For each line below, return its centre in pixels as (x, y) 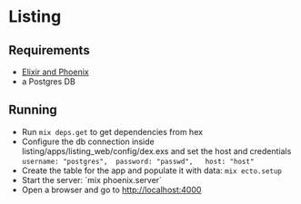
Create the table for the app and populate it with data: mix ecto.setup (152, 170)
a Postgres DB (49, 82)
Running (33, 110)
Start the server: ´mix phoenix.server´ (92, 180)
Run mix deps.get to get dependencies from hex (112, 131)
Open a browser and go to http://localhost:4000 (111, 189)
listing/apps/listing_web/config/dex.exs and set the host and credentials (156, 151)
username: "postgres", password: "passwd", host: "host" (138, 161)
